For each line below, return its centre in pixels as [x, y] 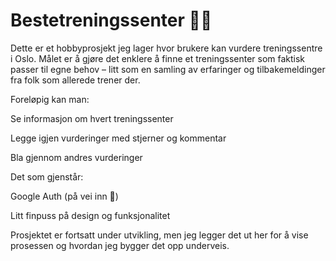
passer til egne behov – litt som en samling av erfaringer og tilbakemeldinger [168, 69]
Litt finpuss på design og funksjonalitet [90, 215]
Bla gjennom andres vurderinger [76, 157]
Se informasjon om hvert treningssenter [92, 118]
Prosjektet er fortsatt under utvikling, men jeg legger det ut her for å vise [159, 235]
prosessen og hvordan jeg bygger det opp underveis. [120, 245]
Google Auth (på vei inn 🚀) [64, 196]
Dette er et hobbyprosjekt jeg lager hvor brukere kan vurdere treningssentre [166, 48]
